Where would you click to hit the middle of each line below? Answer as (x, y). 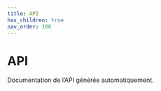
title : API (23, 14)
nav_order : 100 (29, 26)
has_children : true (36, 20)
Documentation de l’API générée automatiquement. (80, 80)
